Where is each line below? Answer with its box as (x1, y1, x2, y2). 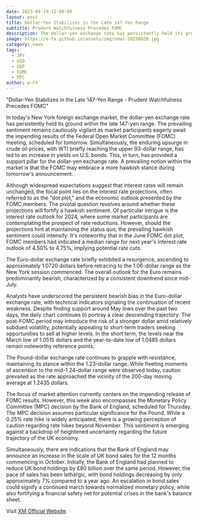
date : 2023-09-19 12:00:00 (6, 8, 72, 15)
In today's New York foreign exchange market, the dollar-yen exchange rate (6, 114, 190, 121)
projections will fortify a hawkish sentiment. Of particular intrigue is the (6, 207, 179, 214)
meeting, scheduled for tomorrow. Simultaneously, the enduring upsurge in (6, 139, 189, 146)
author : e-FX (6, 80, 38, 86)
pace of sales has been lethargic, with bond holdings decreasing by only (6, 471, 183, 478)
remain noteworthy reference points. (6, 343, 95, 349)
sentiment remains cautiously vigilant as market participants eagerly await (6, 126, 186, 133)
